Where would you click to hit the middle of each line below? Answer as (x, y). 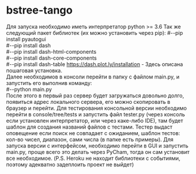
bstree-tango (39, 10)
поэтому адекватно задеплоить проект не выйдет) (70, 164)
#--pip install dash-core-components (52, 58)
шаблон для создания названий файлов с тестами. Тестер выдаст (89, 127)
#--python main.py (29, 89)
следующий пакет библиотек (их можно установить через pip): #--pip (94, 32)
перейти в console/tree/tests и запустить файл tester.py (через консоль (96, 114)
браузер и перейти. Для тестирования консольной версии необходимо (97, 108)
